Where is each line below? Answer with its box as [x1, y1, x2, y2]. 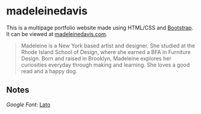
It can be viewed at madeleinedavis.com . [6, 30, 108, 37]
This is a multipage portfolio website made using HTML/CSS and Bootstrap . [6, 24, 194, 31]
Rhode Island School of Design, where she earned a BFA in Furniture [20, 48, 191, 55]
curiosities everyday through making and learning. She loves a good [20, 61, 190, 68]
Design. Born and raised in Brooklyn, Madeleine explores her [20, 55, 172, 62]
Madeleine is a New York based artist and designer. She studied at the [20, 42, 196, 49]
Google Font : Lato [6, 101, 51, 108]
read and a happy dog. [20, 67, 78, 74]
